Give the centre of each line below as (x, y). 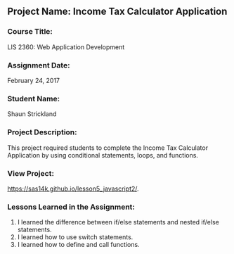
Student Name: (34, 99)
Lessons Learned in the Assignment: (71, 207)
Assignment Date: (39, 65)
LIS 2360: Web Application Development (66, 47)
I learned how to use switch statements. (75, 237)
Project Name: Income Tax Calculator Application (117, 12)
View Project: (31, 173)
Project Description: (42, 132)
